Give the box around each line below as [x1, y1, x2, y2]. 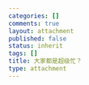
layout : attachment [8, 27, 74, 35]
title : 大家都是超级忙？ [8, 57, 83, 66]
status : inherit [8, 42, 63, 50]
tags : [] [8, 49, 38, 57]
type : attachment [8, 65, 67, 73]
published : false [8, 34, 67, 43]
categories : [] [8, 11, 60, 20]
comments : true [8, 19, 60, 28]
